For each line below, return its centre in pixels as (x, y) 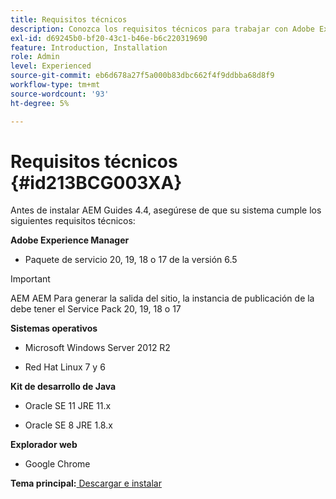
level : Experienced (51, 66)
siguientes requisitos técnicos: (73, 221)
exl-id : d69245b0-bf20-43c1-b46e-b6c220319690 (109, 38)
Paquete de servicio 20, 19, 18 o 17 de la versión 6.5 (131, 260)
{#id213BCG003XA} (96, 182)
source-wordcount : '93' (60, 94)
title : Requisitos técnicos (69, 19)
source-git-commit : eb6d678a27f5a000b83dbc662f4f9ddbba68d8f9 (142, 76)
